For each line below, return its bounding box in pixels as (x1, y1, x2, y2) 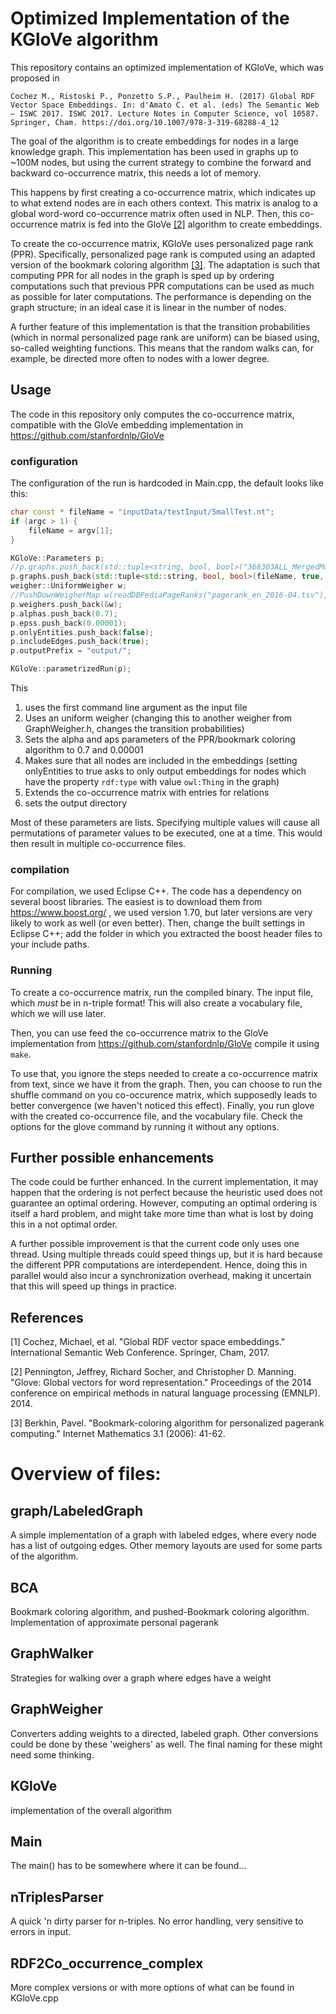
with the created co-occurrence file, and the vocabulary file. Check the (10, 1110, 303, 1122)
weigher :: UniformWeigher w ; (10, 581, 128, 591)
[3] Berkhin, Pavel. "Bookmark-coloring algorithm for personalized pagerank (10, 1417, 325, 1429)
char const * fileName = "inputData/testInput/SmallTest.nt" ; (10, 507, 275, 517)
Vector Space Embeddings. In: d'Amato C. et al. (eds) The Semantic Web (10, 100, 320, 110)
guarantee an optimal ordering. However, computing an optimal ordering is (10, 1197, 318, 1209)
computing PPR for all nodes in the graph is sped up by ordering (10, 269, 275, 281)
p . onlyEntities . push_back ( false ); (10, 627, 155, 637)
